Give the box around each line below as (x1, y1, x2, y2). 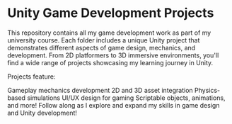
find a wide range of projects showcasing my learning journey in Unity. (7, 58, 214, 67)
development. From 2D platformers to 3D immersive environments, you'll (7, 51, 219, 60)
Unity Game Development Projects (7, 5, 214, 21)
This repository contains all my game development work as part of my (7, 28, 211, 37)
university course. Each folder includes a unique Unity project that (7, 35, 200, 44)
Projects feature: (7, 72, 56, 81)
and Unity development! (7, 108, 78, 117)
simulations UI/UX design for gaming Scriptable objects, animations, (27, 94, 226, 102)
